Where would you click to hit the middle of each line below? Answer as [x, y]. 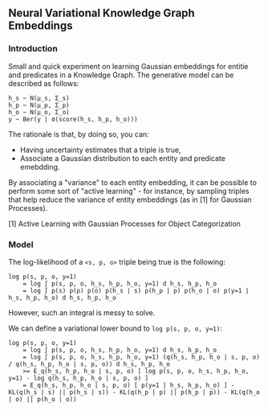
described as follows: [44, 83]
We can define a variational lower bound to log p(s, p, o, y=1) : [115, 328]
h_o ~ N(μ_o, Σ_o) [39, 112]
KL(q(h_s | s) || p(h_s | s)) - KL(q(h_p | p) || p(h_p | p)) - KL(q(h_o [134, 392]
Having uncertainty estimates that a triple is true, [101, 150]
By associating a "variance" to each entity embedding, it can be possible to [132, 182]
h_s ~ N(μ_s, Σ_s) [39, 98]
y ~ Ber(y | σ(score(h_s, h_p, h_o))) [73, 119]
